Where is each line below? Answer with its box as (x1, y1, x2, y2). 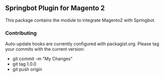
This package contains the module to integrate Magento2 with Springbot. (5, 17, 156, 23)
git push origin (12, 67, 42, 73)
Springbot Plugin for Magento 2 (5, 4, 105, 12)
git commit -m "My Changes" (12, 56, 73, 62)
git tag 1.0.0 (12, 61, 36, 67)
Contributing (5, 29, 37, 36)
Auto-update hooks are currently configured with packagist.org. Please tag (5, 41, 160, 47)
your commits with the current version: (5, 46, 85, 52)
